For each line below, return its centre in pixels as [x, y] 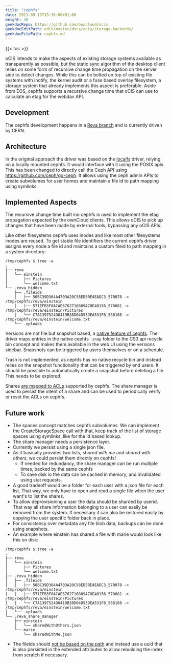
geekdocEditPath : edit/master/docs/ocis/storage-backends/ [69, 29]
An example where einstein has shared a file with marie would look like [87, 534]
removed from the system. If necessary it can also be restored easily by [88, 513]
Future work [25, 413]
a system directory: [26, 252]
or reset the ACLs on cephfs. [35, 397]
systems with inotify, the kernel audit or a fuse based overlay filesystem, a [83, 80]
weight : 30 [17, 19]
